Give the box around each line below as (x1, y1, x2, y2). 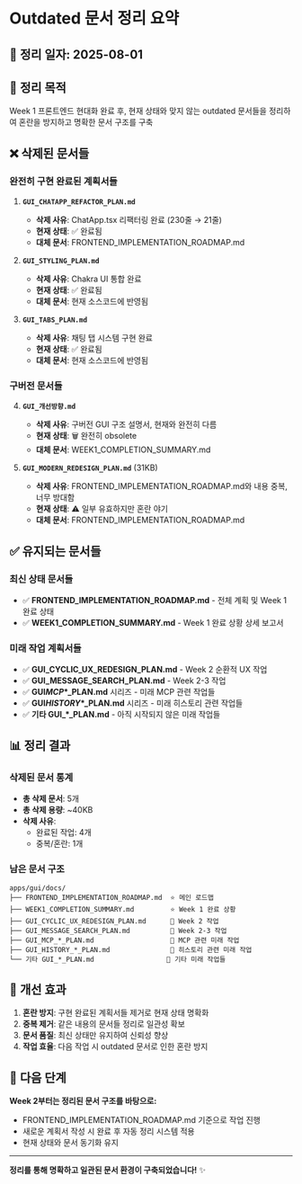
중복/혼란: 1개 (35, 838, 84, 850)
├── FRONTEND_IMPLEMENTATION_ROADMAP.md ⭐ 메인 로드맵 (9, 894, 214, 903)
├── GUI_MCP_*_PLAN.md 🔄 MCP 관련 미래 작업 (9, 936, 240, 945)
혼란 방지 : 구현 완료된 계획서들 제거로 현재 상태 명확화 (22, 1008, 209, 1019)
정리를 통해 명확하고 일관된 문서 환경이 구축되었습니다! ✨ (9, 1164, 207, 1175)
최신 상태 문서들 (9, 573, 74, 585)
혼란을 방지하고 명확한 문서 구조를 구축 (18, 117, 154, 128)
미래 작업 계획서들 (9, 642, 83, 654)
